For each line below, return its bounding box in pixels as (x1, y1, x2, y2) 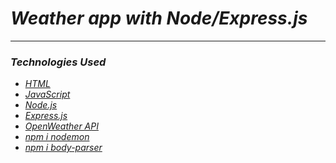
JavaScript (24, 88, 71, 101)
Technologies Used (10, 55, 107, 69)
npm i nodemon (24, 131, 90, 143)
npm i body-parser (24, 142, 103, 154)
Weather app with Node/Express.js (10, 7, 308, 30)
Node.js (24, 99, 58, 111)
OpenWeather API (24, 120, 99, 132)
